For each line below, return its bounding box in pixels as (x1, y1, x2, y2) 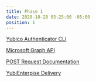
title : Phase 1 (6, 8, 43, 15)
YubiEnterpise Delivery (6, 70, 61, 77)
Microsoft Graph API (6, 47, 56, 54)
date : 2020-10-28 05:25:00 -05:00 (6, 14, 91, 20)
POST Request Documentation (6, 58, 80, 65)
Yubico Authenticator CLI (6, 36, 67, 43)
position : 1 (6, 19, 35, 25)
